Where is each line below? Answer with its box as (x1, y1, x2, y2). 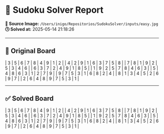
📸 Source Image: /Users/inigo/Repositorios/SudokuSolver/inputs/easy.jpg (5, 21, 159, 27)
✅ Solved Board (5, 94, 54, 103)
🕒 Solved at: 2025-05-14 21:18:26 (5, 26, 75, 32)
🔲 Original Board (5, 47, 56, 55)
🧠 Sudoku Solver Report (5, 4, 104, 16)
